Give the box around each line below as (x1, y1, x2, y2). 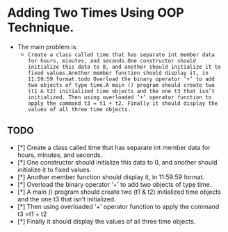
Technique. (7, 19, 74, 35)
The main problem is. (17, 42, 79, 51)
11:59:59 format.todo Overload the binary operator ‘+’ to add (27, 75, 215, 83)
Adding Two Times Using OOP (7, 5, 184, 21)
